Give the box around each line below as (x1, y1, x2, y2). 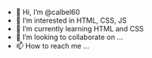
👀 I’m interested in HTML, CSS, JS (15, 16, 127, 25)
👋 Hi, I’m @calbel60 (15, 8, 81, 16)
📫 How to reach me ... (15, 42, 89, 50)
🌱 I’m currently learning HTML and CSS (15, 24, 144, 33)
